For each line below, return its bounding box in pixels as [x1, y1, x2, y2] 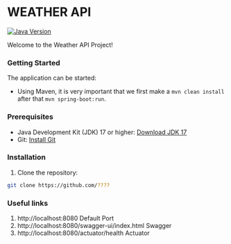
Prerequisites [7, 112, 53, 122]
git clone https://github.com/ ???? [7, 181, 110, 188]
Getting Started [7, 58, 60, 67]
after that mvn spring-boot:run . [17, 95, 106, 103]
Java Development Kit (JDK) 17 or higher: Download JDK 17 [17, 128, 187, 136]
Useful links [7, 198, 49, 208]
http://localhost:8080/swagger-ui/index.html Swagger [17, 222, 172, 229]
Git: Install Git [17, 135, 56, 143]
